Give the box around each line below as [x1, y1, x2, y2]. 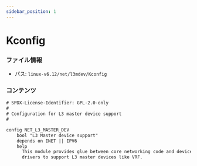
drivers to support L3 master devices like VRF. [21, 154, 143, 160]
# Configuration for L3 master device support [6, 111, 122, 117]
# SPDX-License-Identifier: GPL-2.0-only [6, 100, 109, 106]
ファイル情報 [6, 56, 43, 64]
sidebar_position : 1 [6, 8, 57, 15]
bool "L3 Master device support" [16, 133, 98, 138]
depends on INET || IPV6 [16, 138, 77, 144]
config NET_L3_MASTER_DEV [6, 127, 69, 133]
